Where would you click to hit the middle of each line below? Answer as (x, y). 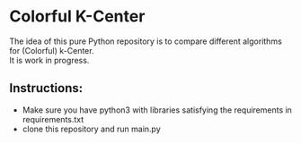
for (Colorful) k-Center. (52, 50)
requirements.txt (53, 119)
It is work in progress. (49, 60)
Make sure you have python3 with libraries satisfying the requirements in (157, 110)
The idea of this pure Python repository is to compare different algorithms (146, 41)
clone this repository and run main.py (91, 129)
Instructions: (46, 88)
